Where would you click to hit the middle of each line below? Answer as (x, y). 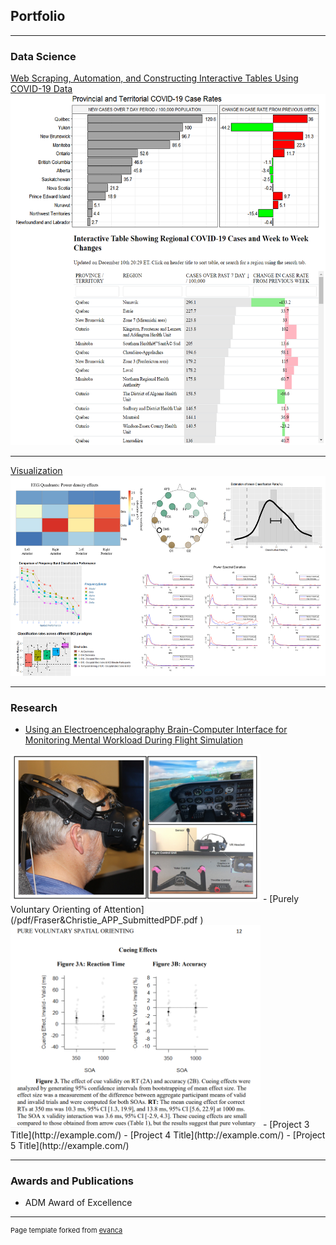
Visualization (36, 470)
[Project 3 (289, 1124)
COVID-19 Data (41, 89)
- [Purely (281, 899)
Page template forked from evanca (66, 1230)
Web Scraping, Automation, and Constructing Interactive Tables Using (154, 78)
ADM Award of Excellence (78, 1203)
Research (34, 707)
